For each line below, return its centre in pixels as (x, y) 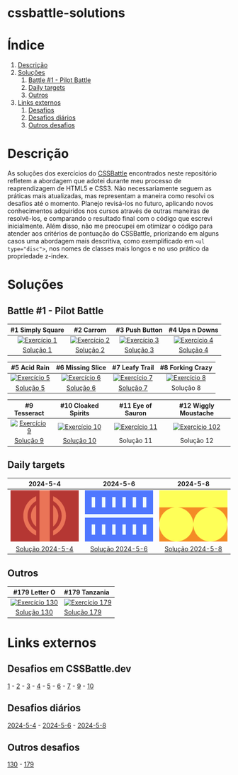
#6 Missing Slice (81, 368)
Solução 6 (81, 388)
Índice (26, 46)
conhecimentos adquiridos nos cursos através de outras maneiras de (108, 211)
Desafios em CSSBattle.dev (69, 669)
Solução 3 (139, 350)
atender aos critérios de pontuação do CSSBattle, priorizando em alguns (113, 234)
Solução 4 (194, 350)
